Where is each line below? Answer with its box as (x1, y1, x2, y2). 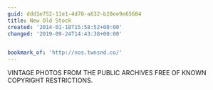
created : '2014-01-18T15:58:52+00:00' (7, 23, 123, 30)
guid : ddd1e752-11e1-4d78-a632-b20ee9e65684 (7, 10, 142, 18)
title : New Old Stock (7, 17, 72, 24)
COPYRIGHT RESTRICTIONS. (7, 76, 93, 85)
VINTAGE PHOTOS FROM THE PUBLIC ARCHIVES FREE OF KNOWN (7, 69, 207, 77)
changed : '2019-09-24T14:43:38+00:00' (7, 30, 123, 38)
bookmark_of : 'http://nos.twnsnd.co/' (7, 49, 123, 57)
